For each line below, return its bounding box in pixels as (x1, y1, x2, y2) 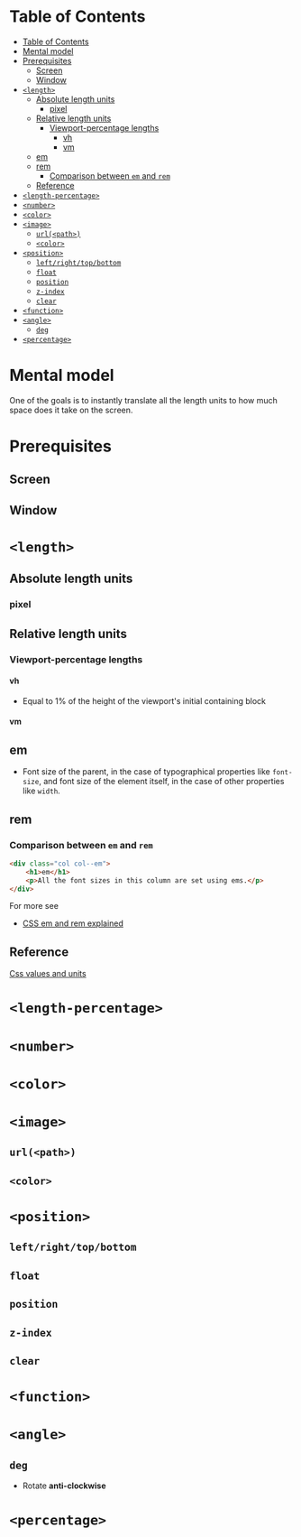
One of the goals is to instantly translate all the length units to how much (9, 394, 278, 405)
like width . (22, 785, 60, 796)
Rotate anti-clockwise (22, 1480, 106, 1491)
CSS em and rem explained (22, 918, 124, 929)
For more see (9, 901, 59, 912)
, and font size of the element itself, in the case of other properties (39, 776, 285, 787)
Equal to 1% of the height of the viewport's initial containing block (22, 695, 267, 706)
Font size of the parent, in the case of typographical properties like (22, 766, 270, 777)
